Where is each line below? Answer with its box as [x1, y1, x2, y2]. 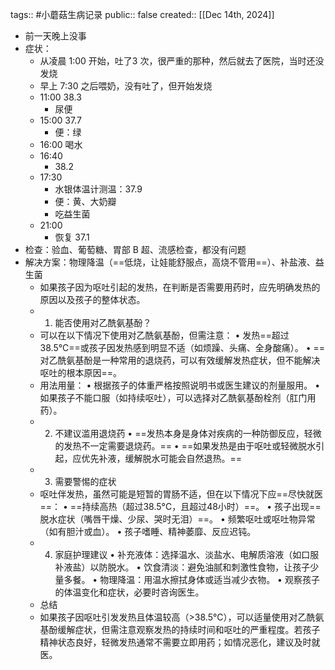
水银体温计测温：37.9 [54, 183, 143, 195]
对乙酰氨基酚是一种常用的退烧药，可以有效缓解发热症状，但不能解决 [39, 354, 321, 366]
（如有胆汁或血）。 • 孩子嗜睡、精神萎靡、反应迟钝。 [39, 526, 257, 537]
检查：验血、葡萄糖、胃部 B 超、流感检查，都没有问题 [24, 244, 247, 255]
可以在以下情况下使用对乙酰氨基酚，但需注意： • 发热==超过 [39, 329, 290, 341]
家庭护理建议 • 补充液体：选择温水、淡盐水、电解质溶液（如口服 [54, 549, 320, 560]
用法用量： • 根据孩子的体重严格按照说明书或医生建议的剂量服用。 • [39, 379, 321, 391]
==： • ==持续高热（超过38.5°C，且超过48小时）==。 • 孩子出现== [39, 501, 322, 512]
